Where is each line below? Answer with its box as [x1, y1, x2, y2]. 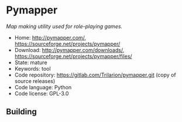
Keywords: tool [14, 65, 51, 72]
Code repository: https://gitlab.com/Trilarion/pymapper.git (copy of [14, 71, 177, 78]
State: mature [14, 59, 48, 66]
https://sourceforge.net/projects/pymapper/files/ [14, 53, 133, 60]
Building [6, 107, 37, 117]
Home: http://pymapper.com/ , [14, 34, 87, 41]
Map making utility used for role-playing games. [6, 23, 123, 30]
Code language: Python [14, 83, 72, 90]
